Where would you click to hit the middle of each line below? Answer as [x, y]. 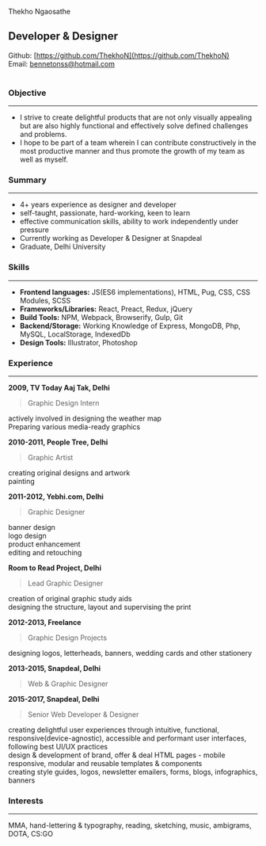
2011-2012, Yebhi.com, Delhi [56, 497]
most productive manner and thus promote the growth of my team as [132, 151]
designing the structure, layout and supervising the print [100, 607]
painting [22, 481]
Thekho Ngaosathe [40, 11]
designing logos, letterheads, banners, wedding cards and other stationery [130, 653]
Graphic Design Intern [63, 403]
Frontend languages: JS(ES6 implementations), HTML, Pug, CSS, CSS [135, 292]
